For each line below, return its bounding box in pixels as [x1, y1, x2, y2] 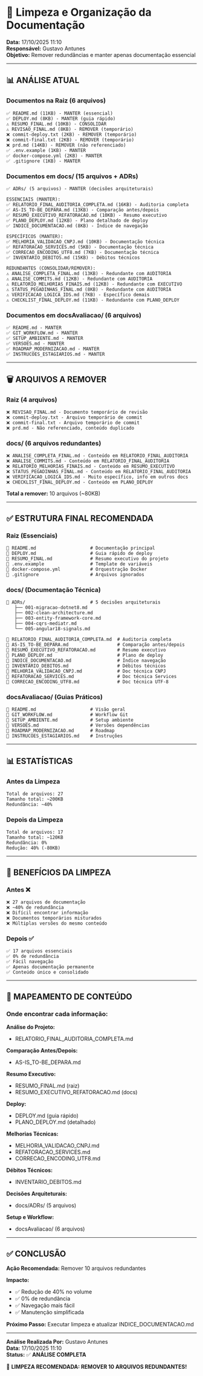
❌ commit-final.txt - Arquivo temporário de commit [6, 419, 140, 426]
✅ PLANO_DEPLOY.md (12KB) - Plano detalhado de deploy [6, 218, 149, 224]
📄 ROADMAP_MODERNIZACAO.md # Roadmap [6, 728, 115, 734]
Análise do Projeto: [6, 1023, 56, 1031]
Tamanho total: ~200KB [6, 796, 63, 802]
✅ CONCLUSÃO [6, 1248, 66, 1259]
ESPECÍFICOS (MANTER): [6, 233, 63, 239]
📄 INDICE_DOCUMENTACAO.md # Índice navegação [6, 657, 166, 664]
